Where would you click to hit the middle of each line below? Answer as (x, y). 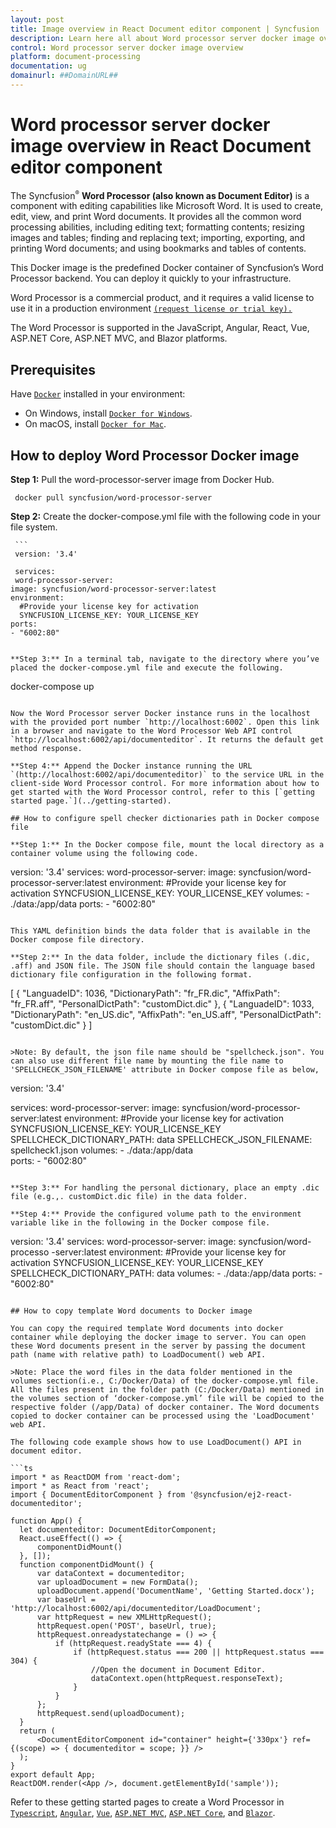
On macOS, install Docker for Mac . (95, 424)
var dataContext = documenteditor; (111, 1574)
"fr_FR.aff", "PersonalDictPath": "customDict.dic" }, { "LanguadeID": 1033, (162, 1004)
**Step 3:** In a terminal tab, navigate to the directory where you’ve (165, 659)
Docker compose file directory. (77, 940)
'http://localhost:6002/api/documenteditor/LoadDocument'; (136, 1609)
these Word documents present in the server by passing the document (158, 1346)
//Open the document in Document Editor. (178, 1670)
